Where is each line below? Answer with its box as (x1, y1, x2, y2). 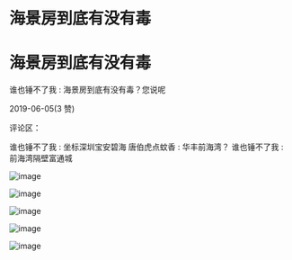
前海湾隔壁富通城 (9, 153, 73, 164)
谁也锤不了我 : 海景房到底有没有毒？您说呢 (9, 85, 166, 95)
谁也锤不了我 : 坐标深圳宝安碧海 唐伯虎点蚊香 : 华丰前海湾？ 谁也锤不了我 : (9, 141, 284, 153)
